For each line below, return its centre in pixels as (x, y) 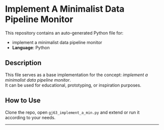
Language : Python (31, 47)
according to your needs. (30, 117)
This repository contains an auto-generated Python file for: (64, 33)
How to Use (23, 100)
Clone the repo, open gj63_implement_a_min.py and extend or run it (72, 112)
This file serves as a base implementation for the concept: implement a (76, 75)
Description (23, 63)
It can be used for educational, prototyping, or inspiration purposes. (73, 85)
